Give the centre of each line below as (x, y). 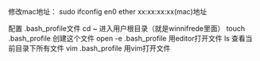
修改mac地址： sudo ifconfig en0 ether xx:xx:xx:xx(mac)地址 (108, 11)
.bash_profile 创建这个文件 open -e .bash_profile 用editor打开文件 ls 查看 (127, 38)
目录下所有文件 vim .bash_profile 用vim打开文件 (93, 48)
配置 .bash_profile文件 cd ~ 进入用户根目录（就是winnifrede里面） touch (127, 29)
